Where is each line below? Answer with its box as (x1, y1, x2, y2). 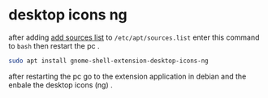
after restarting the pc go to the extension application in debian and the (8, 71, 247, 81)
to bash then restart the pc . (8, 40, 100, 50)
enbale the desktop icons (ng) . (8, 79, 114, 90)
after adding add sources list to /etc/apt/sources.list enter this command (8, 32, 260, 42)
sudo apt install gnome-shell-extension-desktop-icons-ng (8, 57, 209, 65)
